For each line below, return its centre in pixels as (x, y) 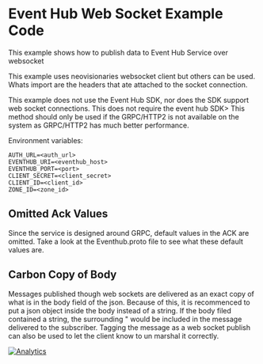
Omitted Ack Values (58, 214)
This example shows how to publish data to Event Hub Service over (118, 52)
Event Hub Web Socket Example (116, 14)
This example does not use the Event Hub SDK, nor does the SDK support (129, 100)
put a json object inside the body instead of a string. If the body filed (120, 310)
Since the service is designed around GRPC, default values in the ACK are (129, 233)
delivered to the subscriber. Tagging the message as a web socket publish (130, 327)
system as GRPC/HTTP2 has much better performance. (99, 125)
